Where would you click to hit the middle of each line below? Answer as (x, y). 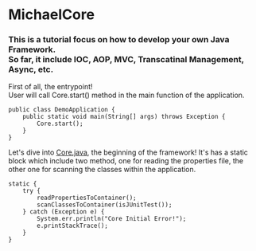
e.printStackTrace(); (73, 226)
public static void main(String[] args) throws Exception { (124, 117)
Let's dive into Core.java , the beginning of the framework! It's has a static (128, 152)
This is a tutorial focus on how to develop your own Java (119, 40)
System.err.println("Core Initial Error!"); (112, 219)
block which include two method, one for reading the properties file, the (126, 161)
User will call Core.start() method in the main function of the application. (126, 95)
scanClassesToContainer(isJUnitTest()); (105, 205)
